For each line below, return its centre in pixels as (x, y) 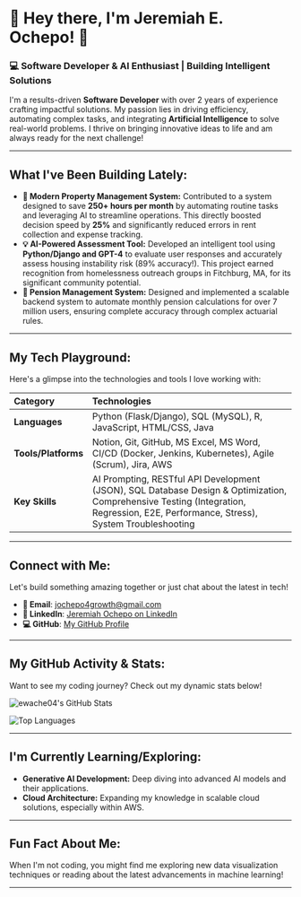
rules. (33, 321)
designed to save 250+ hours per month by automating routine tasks (150, 206)
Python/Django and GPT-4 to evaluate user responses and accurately (152, 254)
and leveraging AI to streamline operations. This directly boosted (142, 215)
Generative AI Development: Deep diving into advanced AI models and (154, 779)
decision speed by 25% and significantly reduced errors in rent (139, 225)
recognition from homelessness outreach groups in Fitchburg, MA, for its (156, 274)
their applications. (56, 788)
